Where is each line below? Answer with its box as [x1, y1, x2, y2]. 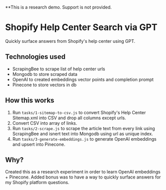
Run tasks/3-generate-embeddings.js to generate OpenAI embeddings [12, 136, 157, 142]
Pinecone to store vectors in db [12, 82, 77, 88]
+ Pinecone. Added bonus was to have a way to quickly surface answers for [5, 174, 161, 180]
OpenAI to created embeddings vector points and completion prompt [12, 76, 154, 82]
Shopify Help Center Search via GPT [5, 22, 158, 33]
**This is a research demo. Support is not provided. [5, 4, 112, 10]
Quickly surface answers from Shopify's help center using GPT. [5, 38, 136, 44]
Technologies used [5, 52, 66, 61]
